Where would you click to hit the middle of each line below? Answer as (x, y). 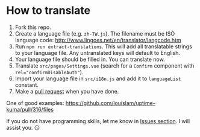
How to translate (48, 11)
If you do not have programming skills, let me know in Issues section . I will (98, 121)
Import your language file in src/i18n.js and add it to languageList (98, 78)
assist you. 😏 (23, 127)
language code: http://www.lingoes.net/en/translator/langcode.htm (98, 40)
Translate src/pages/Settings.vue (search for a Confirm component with (105, 65)
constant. (27, 84)
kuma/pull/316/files (30, 109)
